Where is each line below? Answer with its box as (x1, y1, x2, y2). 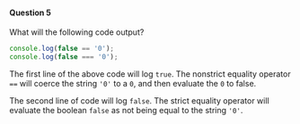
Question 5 (9, 7, 52, 18)
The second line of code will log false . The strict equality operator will (9, 95, 269, 106)
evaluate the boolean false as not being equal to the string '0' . (9, 104, 243, 115)
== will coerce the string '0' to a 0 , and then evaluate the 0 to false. (9, 78, 257, 88)
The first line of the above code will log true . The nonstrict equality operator (9, 68, 291, 79)
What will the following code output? (9, 27, 145, 37)
